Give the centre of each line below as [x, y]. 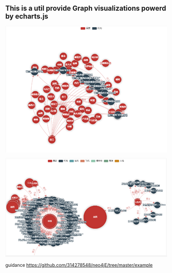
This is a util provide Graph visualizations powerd [86, 8]
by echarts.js [27, 17]
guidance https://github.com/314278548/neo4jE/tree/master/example [79, 265]
